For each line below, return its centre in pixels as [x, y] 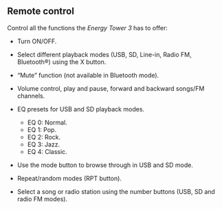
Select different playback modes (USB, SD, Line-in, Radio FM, [104, 54]
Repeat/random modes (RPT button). [69, 178]
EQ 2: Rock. [44, 137]
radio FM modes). [42, 199]
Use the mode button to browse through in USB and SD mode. [105, 165]
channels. [31, 96]
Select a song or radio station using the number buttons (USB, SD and [116, 191]
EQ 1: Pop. [42, 129]
